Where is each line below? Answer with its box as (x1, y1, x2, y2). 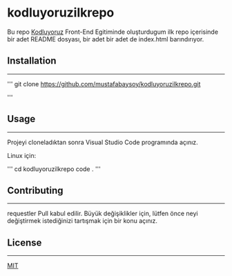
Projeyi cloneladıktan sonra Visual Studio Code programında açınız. (7, 138, 198, 146)
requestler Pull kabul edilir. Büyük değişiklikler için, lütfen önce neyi (7, 209, 198, 218)
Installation (7, 55, 57, 67)
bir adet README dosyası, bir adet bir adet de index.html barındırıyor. (7, 34, 204, 43)
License (7, 237, 42, 248)
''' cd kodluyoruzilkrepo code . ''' (7, 164, 101, 173)
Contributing (7, 184, 64, 196)
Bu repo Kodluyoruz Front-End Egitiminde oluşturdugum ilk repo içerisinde (7, 28, 219, 36)
